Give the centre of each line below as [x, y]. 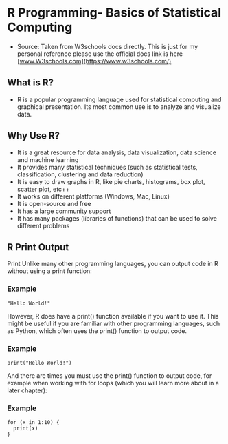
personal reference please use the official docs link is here [100, 54]
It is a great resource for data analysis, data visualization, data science [117, 152]
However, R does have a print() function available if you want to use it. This [113, 316]
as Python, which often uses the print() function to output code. [97, 331]
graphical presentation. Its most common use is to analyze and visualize [119, 107]
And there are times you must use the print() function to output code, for [110, 375]
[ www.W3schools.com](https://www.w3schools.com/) [94, 61]
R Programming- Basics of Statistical [114, 13]
